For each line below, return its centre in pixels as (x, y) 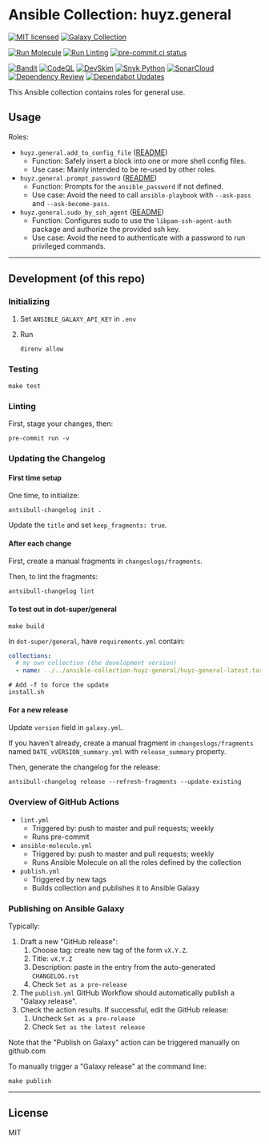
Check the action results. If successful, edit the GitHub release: (124, 1009)
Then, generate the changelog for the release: (84, 767)
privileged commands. (69, 245)
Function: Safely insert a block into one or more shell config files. (139, 160)
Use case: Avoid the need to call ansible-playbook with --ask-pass (141, 195)
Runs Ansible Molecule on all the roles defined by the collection (137, 862)
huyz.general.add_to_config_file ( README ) (94, 152)
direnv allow (42, 349)
